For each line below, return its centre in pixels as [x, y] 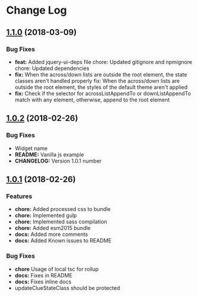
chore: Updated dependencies [52, 68]
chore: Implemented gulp [46, 215]
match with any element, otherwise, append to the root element [92, 100]
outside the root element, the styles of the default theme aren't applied [101, 87]
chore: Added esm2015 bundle [52, 228]
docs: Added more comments [51, 234]
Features [19, 196]
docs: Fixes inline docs [43, 282]
